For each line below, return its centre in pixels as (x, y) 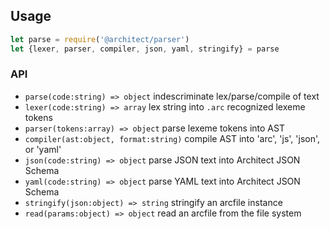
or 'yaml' (43, 149)
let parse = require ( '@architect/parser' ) (100, 39)
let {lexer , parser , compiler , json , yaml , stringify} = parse (145, 49)
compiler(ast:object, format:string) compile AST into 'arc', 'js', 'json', (172, 138)
